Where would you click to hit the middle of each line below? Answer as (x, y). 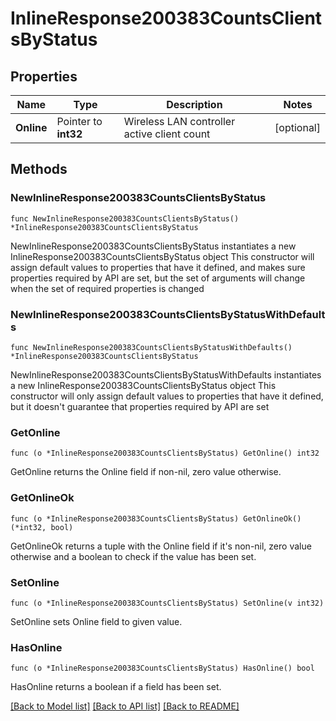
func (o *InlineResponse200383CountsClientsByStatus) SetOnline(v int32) (167, 603)
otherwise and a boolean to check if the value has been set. (133, 556)
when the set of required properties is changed (107, 288)
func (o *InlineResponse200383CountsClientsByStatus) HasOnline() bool (162, 668)
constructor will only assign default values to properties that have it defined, (167, 396)
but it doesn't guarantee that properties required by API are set (140, 406)
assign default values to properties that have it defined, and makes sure (158, 267)
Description (194, 104)
